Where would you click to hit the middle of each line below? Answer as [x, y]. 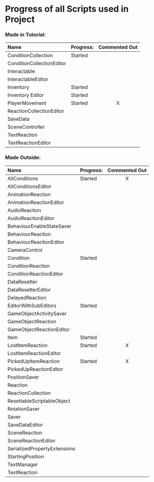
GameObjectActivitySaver [37, 313]
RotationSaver [24, 409]
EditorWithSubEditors [32, 306]
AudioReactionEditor [31, 218]
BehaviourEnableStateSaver [39, 226]
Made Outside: [23, 157]
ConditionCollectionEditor [37, 64]
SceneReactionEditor [32, 440]
